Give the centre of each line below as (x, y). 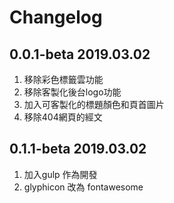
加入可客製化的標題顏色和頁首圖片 (94, 104)
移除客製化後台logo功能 (72, 92)
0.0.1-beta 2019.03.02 (80, 54)
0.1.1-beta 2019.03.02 (78, 149)
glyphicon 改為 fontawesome (83, 187)
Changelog (56, 17)
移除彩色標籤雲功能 (63, 79)
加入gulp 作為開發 (60, 174)
